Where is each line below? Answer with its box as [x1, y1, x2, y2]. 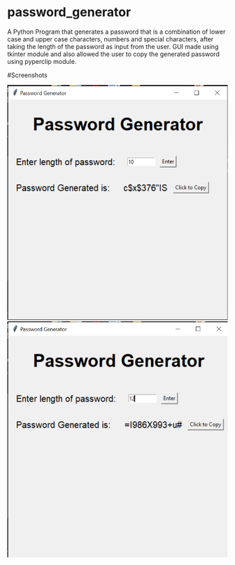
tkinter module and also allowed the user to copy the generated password [7, 50, 220, 58]
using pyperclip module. [7, 57, 77, 65]
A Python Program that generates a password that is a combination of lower [7, 27, 226, 36]
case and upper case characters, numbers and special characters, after [7, 34, 214, 43]
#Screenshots [7, 71, 48, 79]
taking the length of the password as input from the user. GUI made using [7, 42, 219, 51]
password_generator [7, 4, 131, 20]
